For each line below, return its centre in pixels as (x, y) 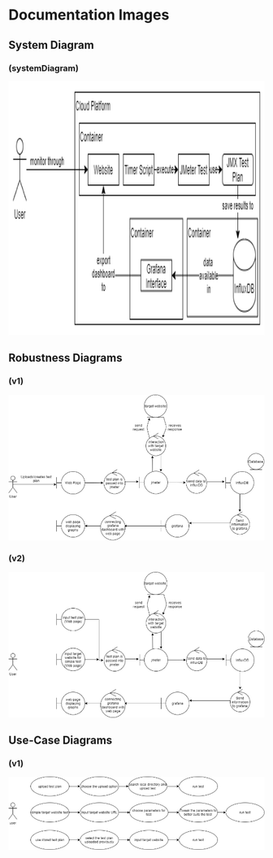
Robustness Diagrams (65, 358)
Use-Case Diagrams (61, 740)
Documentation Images (89, 15)
